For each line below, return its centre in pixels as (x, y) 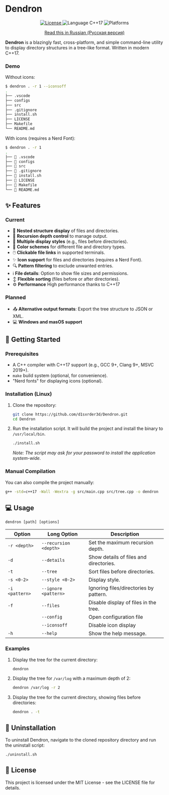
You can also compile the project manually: (50, 482)
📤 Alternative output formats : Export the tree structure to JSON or (83, 309)
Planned (16, 297)
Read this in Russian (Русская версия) (84, 32)
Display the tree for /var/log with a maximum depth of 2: (71, 678)
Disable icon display (112, 625)
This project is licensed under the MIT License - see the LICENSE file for (80, 782)
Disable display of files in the (122, 603)
